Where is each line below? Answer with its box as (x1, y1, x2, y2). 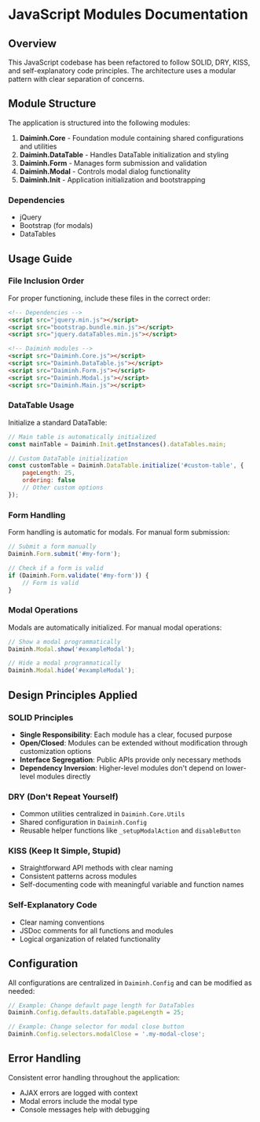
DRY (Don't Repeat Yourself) (8, 791, 119, 802)
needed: (8, 986, 35, 995)
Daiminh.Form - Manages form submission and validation (19, 158, 207, 167)
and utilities (19, 142, 57, 151)
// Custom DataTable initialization (8, 454, 128, 462)
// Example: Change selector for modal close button (8, 1023, 185, 1031)
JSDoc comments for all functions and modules (19, 925, 174, 935)
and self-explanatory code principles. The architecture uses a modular (8, 66, 236, 75)
